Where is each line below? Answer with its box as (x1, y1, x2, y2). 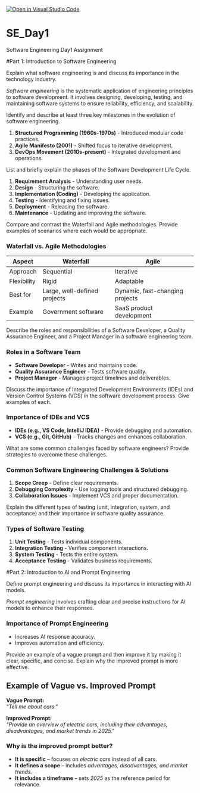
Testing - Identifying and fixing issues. (14, 197, 110, 204)
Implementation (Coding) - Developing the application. (14, 190, 151, 197)
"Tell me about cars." (6, 703, 58, 710)
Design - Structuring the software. (14, 184, 100, 191)
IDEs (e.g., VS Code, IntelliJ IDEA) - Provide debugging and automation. (14, 427, 193, 434)
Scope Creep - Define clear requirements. (14, 480, 118, 487)
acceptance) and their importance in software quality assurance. (6, 510, 165, 517)
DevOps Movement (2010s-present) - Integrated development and (14, 148, 181, 155)
